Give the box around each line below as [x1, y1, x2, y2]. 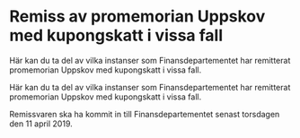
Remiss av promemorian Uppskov [9, 6, 266, 27]
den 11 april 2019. [9, 118, 74, 129]
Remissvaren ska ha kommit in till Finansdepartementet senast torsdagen [9, 108, 280, 119]
